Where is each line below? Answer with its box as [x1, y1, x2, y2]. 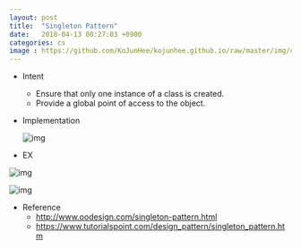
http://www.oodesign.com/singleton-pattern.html [35, 211, 218, 222]
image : [9, 47, 39, 56]
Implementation [21, 116, 81, 126]
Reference [21, 202, 61, 213]
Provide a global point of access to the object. [35, 98, 206, 108]
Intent [21, 71, 45, 82]
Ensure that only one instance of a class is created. [35, 89, 225, 99]
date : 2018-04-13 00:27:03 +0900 [9, 30, 142, 39]
